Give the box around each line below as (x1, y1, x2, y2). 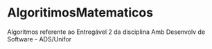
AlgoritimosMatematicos (7, 5, 154, 21)
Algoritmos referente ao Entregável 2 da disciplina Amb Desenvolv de (7, 28, 206, 36)
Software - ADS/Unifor (7, 35, 72, 43)
